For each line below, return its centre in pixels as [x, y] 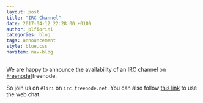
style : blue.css [27, 47]
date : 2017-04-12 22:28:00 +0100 [49, 23]
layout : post [23, 12]
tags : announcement [31, 40]
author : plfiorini [30, 29]
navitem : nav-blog [30, 52]
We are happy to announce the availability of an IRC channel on [86, 69]
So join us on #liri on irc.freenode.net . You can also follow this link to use [102, 88]
